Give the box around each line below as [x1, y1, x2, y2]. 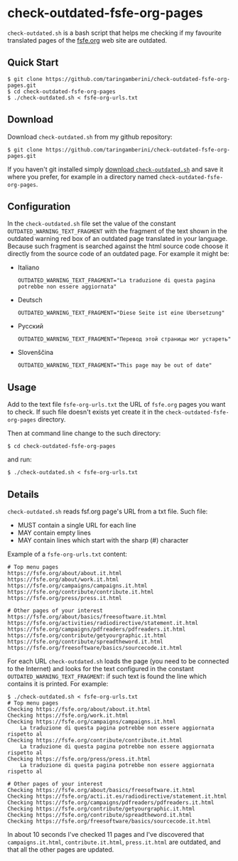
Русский [17, 322, 44, 331]
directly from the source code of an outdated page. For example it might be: [7, 250, 229, 258]
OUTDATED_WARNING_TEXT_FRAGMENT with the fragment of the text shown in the [7, 227, 227, 235]
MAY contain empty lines [17, 528, 91, 537]
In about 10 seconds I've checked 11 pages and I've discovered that [7, 830, 205, 838]
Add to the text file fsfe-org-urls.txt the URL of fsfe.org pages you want [7, 400, 226, 409]
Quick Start [7, 57, 59, 69]
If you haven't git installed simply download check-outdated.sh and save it [7, 165, 224, 173]
